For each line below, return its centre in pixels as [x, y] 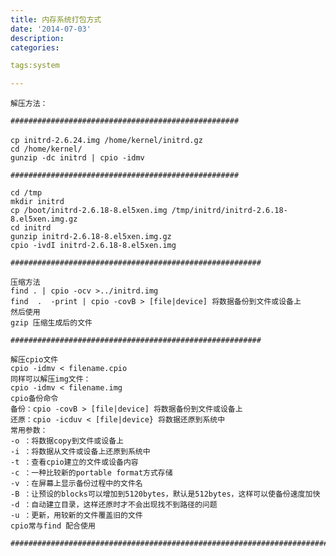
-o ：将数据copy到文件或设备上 [67, 441]
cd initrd [31, 228]
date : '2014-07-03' [51, 29]
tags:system [35, 66]
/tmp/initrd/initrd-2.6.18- [229, 211]
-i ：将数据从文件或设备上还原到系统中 [80, 452]
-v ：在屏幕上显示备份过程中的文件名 [76, 484]
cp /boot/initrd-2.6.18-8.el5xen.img [89, 211]
